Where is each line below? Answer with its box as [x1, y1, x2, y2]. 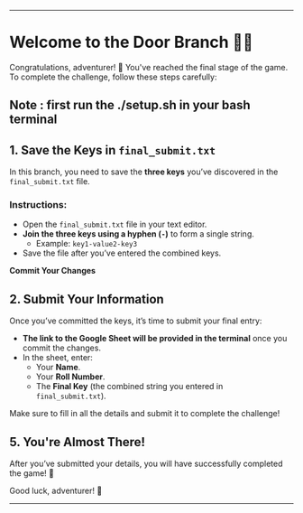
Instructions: [9, 199, 68, 211]
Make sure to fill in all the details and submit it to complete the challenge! [9, 408, 280, 419]
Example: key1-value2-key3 [35, 238, 138, 249]
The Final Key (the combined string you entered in [35, 381, 224, 392]
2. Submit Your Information [9, 291, 164, 307]
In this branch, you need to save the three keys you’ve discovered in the [9, 166, 279, 177]
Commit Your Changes [9, 266, 96, 276]
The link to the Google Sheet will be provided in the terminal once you [22, 333, 288, 344]
